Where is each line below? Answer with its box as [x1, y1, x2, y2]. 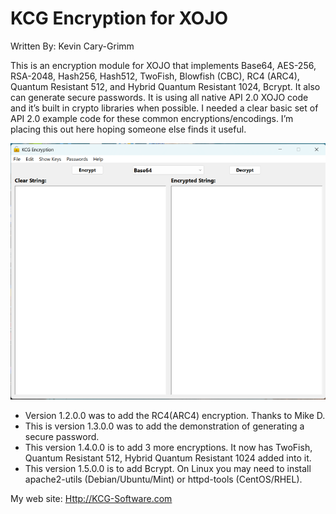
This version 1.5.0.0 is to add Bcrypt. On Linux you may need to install [24, 463, 312, 475]
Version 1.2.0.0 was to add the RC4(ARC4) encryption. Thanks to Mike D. [24, 410, 326, 422]
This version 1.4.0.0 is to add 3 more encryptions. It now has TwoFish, [24, 442, 313, 454]
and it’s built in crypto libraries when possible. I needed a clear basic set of [10, 102, 319, 114]
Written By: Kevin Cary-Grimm [10, 40, 135, 52]
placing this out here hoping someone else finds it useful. [10, 123, 247, 135]
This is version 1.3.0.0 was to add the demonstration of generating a [24, 420, 305, 432]
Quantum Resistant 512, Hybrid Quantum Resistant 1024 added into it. [24, 452, 312, 464]
